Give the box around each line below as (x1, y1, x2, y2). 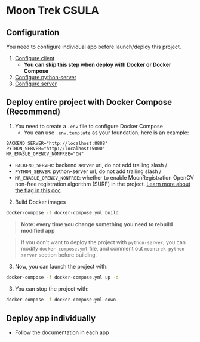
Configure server (14, 80, 57, 87)
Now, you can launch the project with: (14, 263, 109, 270)
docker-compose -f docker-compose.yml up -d (6, 274, 119, 281)
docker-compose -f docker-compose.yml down (6, 297, 116, 303)
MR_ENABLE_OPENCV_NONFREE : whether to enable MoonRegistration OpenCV (14, 174, 194, 181)
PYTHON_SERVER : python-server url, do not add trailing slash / (14, 168, 162, 175)
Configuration (6, 27, 60, 38)
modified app (20, 227, 55, 234)
